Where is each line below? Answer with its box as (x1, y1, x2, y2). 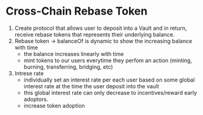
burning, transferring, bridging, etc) (23, 63, 114, 71)
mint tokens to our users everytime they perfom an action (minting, (23, 57, 193, 64)
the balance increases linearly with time (23, 50, 124, 57)
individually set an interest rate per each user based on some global (23, 76, 195, 83)
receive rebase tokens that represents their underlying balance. (14, 30, 175, 38)
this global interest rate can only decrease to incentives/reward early (23, 89, 197, 96)
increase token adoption (23, 102, 85, 109)
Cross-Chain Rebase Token (6, 4, 148, 18)
